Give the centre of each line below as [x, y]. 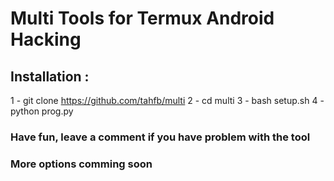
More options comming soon [81, 164]
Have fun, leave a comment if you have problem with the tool [160, 137]
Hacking [46, 39]
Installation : [50, 76]
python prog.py [42, 111]
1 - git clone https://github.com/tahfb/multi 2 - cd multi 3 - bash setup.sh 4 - [167, 100]
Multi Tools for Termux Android [142, 18]
